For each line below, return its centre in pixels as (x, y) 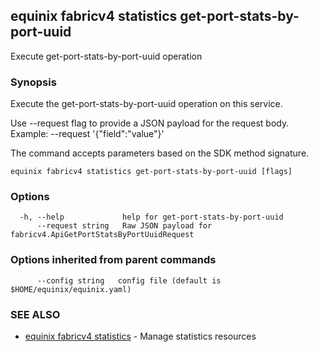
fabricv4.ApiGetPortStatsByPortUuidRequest (102, 235)
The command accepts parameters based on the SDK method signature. (160, 153)
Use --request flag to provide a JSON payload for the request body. (150, 123)
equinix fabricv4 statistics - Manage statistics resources (140, 336)
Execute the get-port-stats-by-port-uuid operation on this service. (146, 104)
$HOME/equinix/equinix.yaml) (71, 289)
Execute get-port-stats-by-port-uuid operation (106, 56)
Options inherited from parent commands (113, 260)
